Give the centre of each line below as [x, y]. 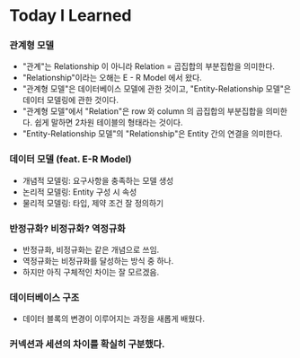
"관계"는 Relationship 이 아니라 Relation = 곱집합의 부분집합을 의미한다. [149, 66]
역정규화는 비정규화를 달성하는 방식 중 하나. [98, 261]
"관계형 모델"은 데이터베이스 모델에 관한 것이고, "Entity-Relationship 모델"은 [157, 89]
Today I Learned [71, 16]
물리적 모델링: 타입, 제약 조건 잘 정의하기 [93, 203]
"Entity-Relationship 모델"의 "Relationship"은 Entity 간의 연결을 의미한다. [152, 134]
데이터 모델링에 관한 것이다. [71, 100]
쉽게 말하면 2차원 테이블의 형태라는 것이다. [109, 123]
